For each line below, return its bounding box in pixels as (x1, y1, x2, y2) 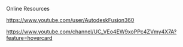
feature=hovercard (6, 35, 53, 41)
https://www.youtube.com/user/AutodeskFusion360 (6, 17, 135, 23)
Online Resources (6, 5, 50, 12)
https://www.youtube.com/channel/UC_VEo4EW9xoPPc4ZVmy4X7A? (6, 28, 177, 35)
